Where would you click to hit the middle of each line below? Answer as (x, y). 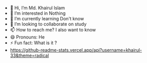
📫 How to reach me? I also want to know (53, 30)
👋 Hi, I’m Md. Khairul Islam (37, 8)
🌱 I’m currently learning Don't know (47, 19)
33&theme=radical (29, 55)
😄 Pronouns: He (27, 37)
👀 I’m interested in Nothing (38, 13)
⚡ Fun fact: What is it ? (33, 43)
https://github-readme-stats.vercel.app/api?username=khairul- (76, 50)
